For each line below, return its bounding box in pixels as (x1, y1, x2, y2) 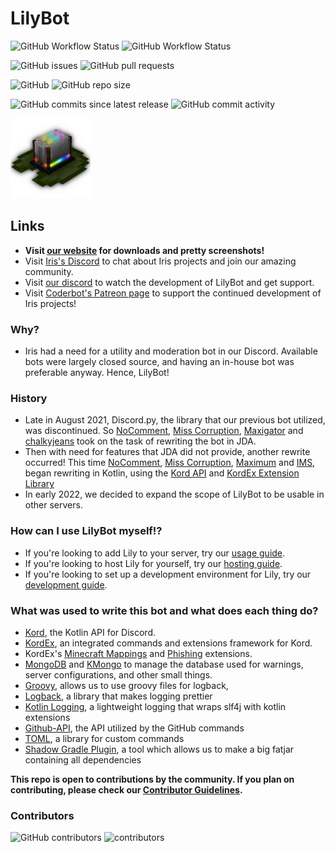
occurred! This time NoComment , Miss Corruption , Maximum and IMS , (24, 457, 316, 469)
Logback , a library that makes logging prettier (24, 690, 213, 702)
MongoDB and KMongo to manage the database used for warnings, (24, 658, 304, 670)
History (10, 391, 48, 405)
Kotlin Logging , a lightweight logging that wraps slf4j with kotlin (24, 700, 287, 712)
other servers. (24, 499, 83, 511)
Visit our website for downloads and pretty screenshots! (24, 244, 265, 256)
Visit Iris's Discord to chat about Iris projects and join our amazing (24, 255, 297, 267)
